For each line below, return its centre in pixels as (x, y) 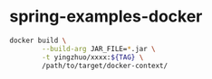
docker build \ (38, 40)
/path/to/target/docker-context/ (105, 66)
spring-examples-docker (106, 17)
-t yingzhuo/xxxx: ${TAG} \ (93, 57)
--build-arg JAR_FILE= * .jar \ (99, 48)
